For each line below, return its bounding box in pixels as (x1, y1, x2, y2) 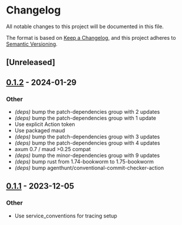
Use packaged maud (14, 127, 66, 134)
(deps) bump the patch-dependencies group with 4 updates (14, 139, 160, 146)
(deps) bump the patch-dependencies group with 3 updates (14, 133, 160, 141)
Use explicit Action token (14, 121, 75, 128)
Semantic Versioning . (6, 40, 58, 47)
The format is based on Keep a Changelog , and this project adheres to (6, 34, 176, 41)
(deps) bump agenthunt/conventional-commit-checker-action (14, 165, 164, 172)
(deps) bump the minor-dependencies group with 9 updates (14, 152, 160, 159)
